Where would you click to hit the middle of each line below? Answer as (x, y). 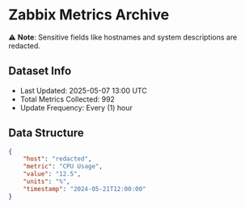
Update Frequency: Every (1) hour (76, 107)
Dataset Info (40, 71)
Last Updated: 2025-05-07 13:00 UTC (83, 90)
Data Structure (46, 133)
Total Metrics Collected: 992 (68, 99)
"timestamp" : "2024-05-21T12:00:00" (85, 189)
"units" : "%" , (46, 182)
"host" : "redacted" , (57, 159)
